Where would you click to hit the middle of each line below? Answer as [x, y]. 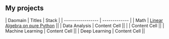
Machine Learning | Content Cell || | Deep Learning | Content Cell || [75, 31]
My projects [24, 8]
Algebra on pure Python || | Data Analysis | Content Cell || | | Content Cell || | [85, 25]
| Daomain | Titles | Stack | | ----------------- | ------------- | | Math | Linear [84, 20]
